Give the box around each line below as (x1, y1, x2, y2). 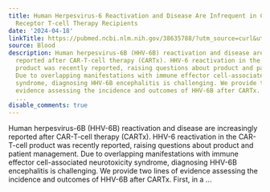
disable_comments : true (8, 101, 88, 109)
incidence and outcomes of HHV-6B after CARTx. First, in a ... (8, 174, 212, 185)
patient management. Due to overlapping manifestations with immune (8, 149, 239, 159)
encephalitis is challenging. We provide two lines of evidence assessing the (8, 166, 259, 176)
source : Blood (8, 42, 56, 50)
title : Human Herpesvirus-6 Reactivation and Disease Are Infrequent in (8, 11, 257, 20)
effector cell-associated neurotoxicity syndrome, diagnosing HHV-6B (8, 157, 237, 167)
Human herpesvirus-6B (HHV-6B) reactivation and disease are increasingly (8, 124, 258, 133)
